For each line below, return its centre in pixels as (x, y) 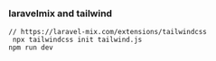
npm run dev (31, 48)
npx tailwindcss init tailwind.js (77, 40)
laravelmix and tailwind (61, 13)
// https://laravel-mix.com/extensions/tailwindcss (108, 32)
